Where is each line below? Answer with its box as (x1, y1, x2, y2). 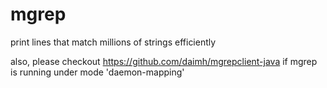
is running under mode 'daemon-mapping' (10, 66, 185, 78)
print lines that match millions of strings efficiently (10, 36, 217, 48)
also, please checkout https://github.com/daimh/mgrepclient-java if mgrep (10, 55, 318, 67)
